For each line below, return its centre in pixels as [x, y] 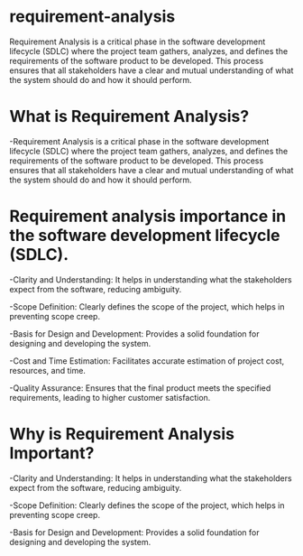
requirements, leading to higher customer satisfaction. [110, 397]
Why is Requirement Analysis [122, 434]
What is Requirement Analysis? [129, 117]
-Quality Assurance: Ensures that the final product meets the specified [140, 388]
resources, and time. [47, 370]
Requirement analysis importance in [148, 216]
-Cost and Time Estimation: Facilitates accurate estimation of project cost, [147, 361]
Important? [52, 453]
